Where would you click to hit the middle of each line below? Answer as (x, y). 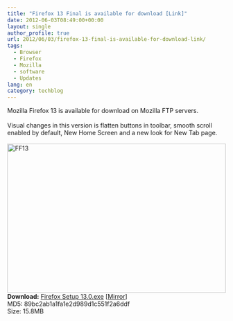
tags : (15, 46)
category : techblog (35, 91)
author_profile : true (38, 33)
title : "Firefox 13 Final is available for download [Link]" (97, 14)
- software (29, 71)
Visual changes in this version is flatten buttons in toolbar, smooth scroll (110, 125)
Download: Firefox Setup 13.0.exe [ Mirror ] (67, 297)
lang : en (20, 85)
